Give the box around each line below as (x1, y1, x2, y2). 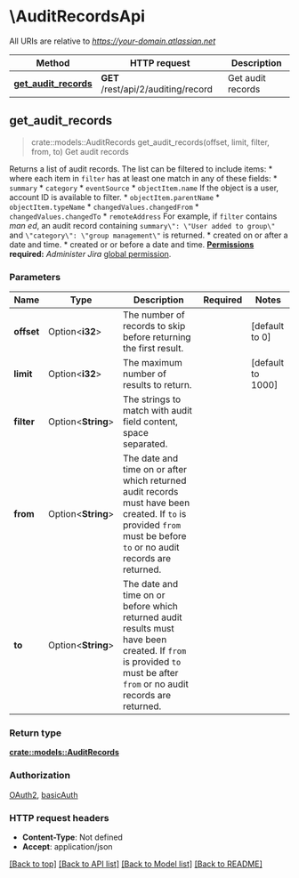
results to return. (123, 379, 192, 391)
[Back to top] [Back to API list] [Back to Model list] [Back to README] (9, 858, 263, 869)
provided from (123, 519, 181, 531)
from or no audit (123, 678, 189, 690)
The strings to (123, 393, 182, 406)
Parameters (9, 270, 61, 283)
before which (123, 600, 178, 613)
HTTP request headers (9, 811, 109, 824)
